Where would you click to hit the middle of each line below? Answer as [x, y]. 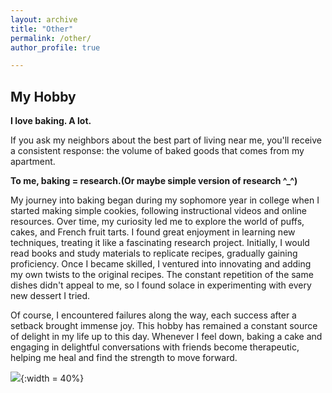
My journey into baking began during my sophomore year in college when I [165, 200]
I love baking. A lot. [51, 121]
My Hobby [43, 96]
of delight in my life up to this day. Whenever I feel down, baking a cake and [166, 337]
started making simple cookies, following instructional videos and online [158, 211]
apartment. [33, 162]
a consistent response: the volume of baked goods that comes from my [157, 151]
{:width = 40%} [52, 378]
